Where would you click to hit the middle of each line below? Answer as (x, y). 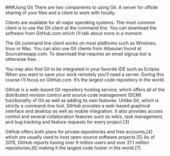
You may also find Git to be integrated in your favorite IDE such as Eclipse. (83, 69)
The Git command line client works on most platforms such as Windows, (81, 43)
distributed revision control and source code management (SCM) (73, 95)
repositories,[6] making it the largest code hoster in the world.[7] (73, 148)
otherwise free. (21, 59)
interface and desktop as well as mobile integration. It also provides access (84, 111)
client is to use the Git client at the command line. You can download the (81, 28)
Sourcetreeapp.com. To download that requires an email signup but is (78, 54)
